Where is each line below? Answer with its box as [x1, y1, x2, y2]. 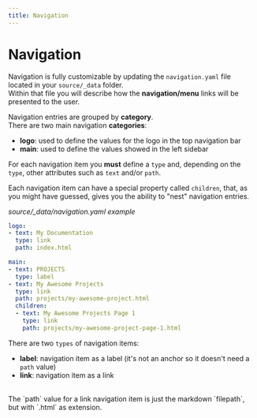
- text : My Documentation [8, 230, 93, 237]
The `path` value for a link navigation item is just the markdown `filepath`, [8, 394, 245, 403]
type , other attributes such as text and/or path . [8, 167, 162, 177]
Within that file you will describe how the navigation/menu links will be [8, 88, 239, 98]
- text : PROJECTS [8, 265, 65, 273]
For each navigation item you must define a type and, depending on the [8, 159, 241, 169]
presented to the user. [8, 96, 80, 106]
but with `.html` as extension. [8, 402, 102, 412]
